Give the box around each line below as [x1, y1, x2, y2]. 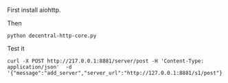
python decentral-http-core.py [7, 32, 97, 39]
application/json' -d [7, 64, 72, 71]
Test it [7, 45, 25, 52]
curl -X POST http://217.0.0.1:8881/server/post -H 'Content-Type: [7, 58, 205, 64]
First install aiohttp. [7, 6, 61, 14]
